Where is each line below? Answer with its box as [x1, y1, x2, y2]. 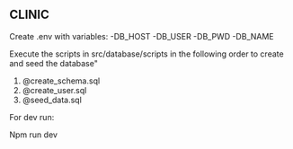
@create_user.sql [22, 84, 87, 95]
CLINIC [9, 7, 49, 22]
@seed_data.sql [22, 94, 83, 105]
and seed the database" [9, 57, 99, 68]
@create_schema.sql [22, 75, 101, 86]
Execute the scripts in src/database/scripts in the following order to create [9, 48, 285, 59]
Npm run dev [9, 129, 58, 140]
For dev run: [9, 111, 55, 122]
